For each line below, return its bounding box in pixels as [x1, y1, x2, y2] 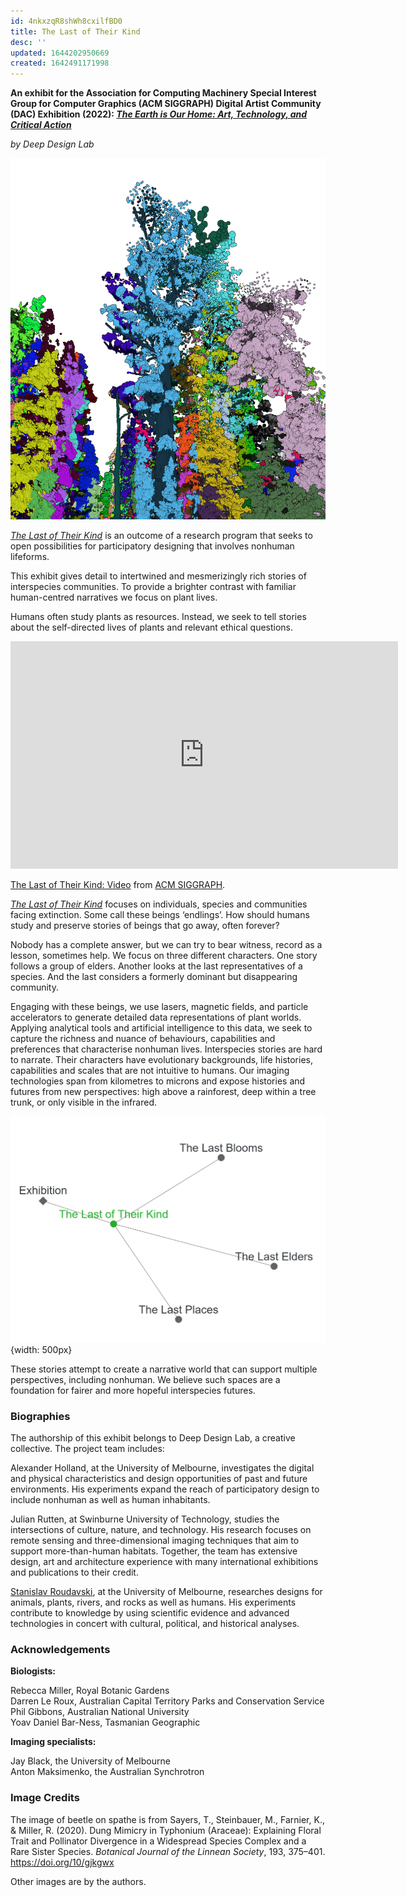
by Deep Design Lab [10, 138, 95, 150]
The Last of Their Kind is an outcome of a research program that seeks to [10, 530, 313, 542]
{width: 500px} [10, 1343, 73, 1355]
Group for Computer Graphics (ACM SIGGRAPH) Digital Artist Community [10, 98, 322, 110]
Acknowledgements [10, 1643, 111, 1657]
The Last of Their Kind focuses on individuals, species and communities [10, 898, 308, 910]
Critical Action [10, 119, 72, 131]
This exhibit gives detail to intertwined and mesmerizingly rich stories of [10, 570, 307, 582]
